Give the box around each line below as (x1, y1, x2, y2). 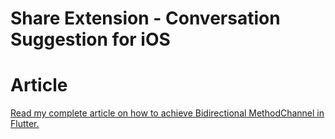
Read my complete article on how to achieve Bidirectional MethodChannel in (10, 107, 325, 119)
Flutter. (10, 118, 40, 130)
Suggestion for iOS (10, 28, 171, 51)
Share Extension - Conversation (10, 7, 281, 30)
